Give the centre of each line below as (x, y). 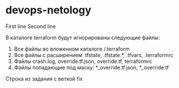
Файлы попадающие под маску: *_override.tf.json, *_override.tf (91, 67)
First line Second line (31, 26)
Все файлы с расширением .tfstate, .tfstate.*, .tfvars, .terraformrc (94, 55)
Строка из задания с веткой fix (44, 79)
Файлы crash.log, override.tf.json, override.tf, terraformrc (83, 61)
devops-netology (49, 10)
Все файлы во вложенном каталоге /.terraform (72, 49)
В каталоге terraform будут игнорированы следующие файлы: (83, 37)
